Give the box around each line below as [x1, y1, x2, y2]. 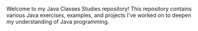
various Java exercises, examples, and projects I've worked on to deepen [6, 12, 191, 19]
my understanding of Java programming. [6, 18, 109, 25]
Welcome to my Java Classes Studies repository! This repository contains [6, 5, 192, 12]
